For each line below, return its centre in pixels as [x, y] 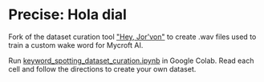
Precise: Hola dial [67, 15]
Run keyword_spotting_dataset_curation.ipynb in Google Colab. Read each [131, 61]
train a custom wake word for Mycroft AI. [76, 45]
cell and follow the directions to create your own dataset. [102, 68]
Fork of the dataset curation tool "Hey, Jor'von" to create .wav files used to [132, 37]
